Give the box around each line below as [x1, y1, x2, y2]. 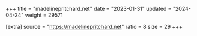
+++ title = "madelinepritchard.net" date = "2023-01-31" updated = [5, 5, 172, 12]
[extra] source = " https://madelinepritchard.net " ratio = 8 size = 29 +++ [5, 23, 183, 30]
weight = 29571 [25, 11, 64, 19]
